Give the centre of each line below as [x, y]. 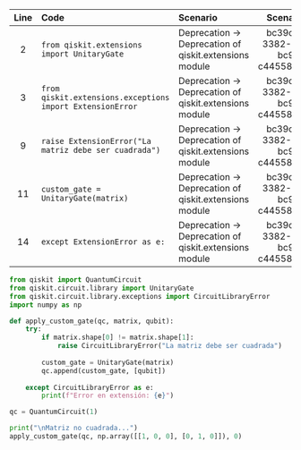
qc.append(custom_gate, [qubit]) [104, 370]
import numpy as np [46, 305]
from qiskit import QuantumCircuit [76, 280]
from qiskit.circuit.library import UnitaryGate [102, 288]
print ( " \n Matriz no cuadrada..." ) [74, 429]
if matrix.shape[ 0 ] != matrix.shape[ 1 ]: [118, 338]
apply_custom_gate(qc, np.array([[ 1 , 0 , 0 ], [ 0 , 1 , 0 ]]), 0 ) [126, 437]
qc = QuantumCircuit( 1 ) [54, 412]
